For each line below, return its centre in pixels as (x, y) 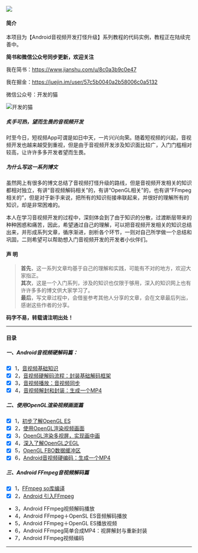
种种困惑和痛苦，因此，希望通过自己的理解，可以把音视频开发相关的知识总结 (99, 225)
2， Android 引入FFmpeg (44, 496)
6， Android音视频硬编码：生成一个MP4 (62, 458)
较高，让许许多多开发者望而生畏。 (47, 153)
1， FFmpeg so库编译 (39, 488)
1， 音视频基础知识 (37, 368)
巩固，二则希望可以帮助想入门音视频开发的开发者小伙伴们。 (78, 240)
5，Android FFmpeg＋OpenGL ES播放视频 (66, 523)
